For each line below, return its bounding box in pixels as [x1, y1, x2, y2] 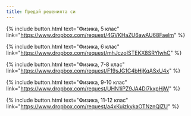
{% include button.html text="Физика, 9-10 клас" [6, 79, 128, 86]
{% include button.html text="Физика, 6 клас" [6, 43, 120, 50]
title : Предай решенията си [6, 8, 76, 15]
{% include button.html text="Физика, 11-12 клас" [6, 96, 129, 104]
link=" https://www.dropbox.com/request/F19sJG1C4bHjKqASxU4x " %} [6, 67, 181, 74]
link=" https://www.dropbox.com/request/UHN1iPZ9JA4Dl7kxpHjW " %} [6, 84, 180, 92]
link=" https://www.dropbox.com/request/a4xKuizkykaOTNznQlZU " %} [6, 102, 180, 110]
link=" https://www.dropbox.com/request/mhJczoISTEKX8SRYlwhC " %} [6, 49, 182, 57]
